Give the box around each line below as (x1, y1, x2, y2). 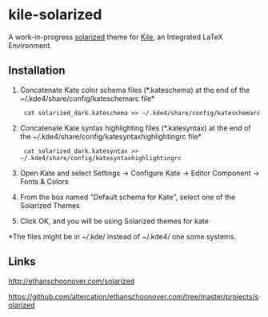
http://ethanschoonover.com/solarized (8, 276, 135, 286)
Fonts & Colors (19, 176, 69, 186)
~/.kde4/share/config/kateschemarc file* (19, 94, 155, 103)
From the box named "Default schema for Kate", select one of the (19, 192, 236, 202)
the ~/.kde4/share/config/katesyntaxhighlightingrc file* (19, 131, 202, 141)
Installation (8, 64, 66, 78)
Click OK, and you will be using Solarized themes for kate (19, 216, 210, 226)
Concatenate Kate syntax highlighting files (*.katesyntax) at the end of (19, 122, 251, 133)
